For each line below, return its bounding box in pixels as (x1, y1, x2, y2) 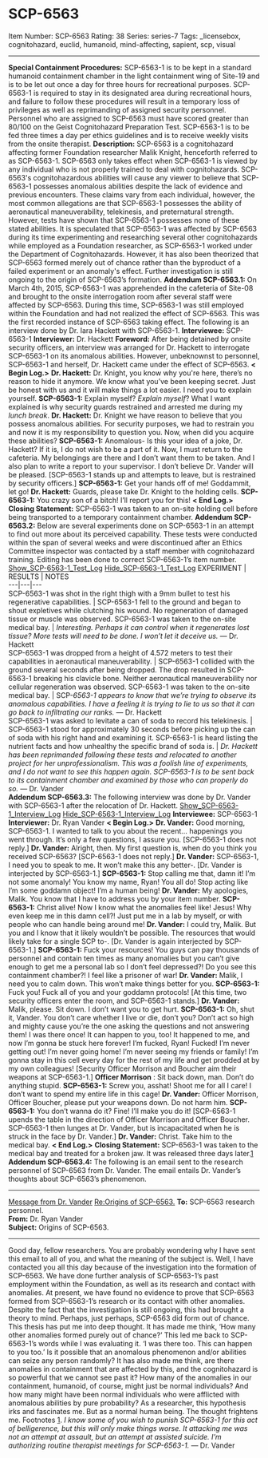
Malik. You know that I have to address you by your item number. (8, 893, 221, 903)
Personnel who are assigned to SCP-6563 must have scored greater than (8, 113, 249, 123)
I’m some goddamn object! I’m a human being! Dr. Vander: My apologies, (8, 885, 249, 895)
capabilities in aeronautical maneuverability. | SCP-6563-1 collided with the (8, 656, 255, 666)
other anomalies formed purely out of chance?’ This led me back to (8, 1330, 229, 1340)
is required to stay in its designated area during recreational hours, (33, 88, 252, 97)
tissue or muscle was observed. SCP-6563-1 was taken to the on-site (8, 614, 237, 624)
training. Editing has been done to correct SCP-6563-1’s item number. (8, 554, 237, 564)
